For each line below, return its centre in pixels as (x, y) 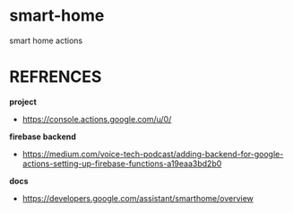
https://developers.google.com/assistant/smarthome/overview (138, 198)
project (23, 102)
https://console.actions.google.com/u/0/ (97, 119)
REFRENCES (56, 77)
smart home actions (46, 40)
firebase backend (43, 137)
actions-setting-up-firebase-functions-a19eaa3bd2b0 (122, 164)
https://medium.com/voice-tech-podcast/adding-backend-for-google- (153, 154)
